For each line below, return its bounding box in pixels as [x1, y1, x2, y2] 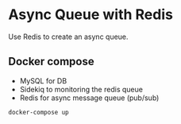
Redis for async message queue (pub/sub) [19, 93, 160, 103]
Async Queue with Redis [8, 6, 173, 24]
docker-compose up [8, 108, 69, 116]
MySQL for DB [19, 76, 67, 85]
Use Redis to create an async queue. [8, 32, 129, 41]
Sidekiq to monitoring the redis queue [19, 84, 143, 94]
